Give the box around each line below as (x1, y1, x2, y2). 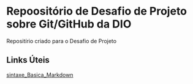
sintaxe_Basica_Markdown (6, 71, 74, 79)
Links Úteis (6, 55, 50, 65)
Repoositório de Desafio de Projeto (6, 4, 187, 18)
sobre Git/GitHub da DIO (6, 17, 132, 31)
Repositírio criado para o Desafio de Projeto (6, 37, 117, 44)
